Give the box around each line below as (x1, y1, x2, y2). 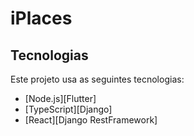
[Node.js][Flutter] (24, 93, 97, 104)
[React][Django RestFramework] (24, 114, 158, 126)
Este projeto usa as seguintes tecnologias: (10, 73, 185, 85)
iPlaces (10, 7, 73, 30)
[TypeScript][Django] (24, 103, 113, 115)
